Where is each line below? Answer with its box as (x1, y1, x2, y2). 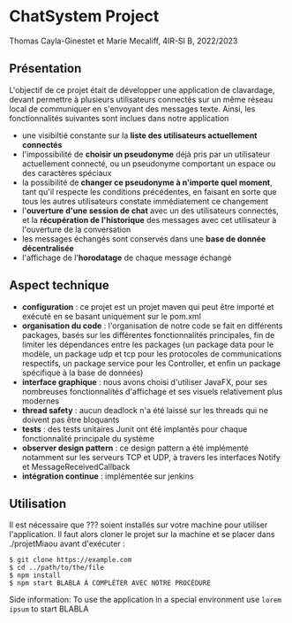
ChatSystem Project (9, 6, 160, 27)
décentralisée (21, 242, 75, 253)
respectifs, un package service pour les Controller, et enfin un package (21, 358, 281, 368)
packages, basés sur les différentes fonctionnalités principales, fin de (21, 329, 275, 340)
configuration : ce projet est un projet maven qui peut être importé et (21, 301, 274, 311)
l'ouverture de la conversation (21, 224, 131, 235)
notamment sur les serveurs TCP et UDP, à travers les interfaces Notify (21, 451, 281, 462)
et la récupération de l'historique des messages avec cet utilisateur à (21, 214, 277, 225)
